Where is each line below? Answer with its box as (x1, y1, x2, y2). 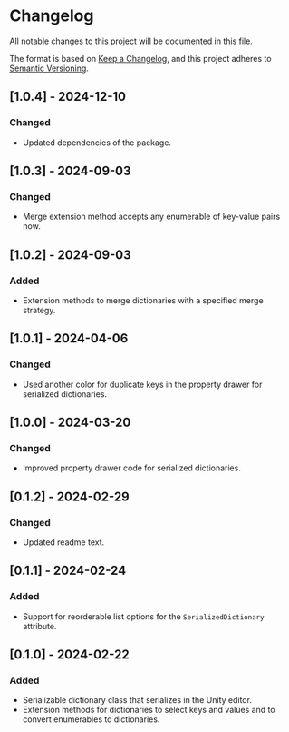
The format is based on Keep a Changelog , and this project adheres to (9, 53, 272, 64)
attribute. (22, 620, 57, 631)
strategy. (22, 305, 56, 315)
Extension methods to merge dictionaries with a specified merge (22, 295, 265, 305)
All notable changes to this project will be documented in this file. (9, 35, 254, 46)
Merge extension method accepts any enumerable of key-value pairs (22, 211, 281, 223)
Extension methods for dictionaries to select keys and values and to (22, 705, 275, 716)
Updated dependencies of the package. (22, 137, 172, 148)
